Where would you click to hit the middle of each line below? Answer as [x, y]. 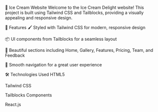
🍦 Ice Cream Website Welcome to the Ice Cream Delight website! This [75, 8]
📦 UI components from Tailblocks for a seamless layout [61, 39]
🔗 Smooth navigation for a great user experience [54, 65]
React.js [13, 104]
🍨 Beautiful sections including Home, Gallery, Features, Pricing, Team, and [79, 50]
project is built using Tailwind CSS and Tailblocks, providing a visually [74, 13]
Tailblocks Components [29, 95]
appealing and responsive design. [39, 18]
